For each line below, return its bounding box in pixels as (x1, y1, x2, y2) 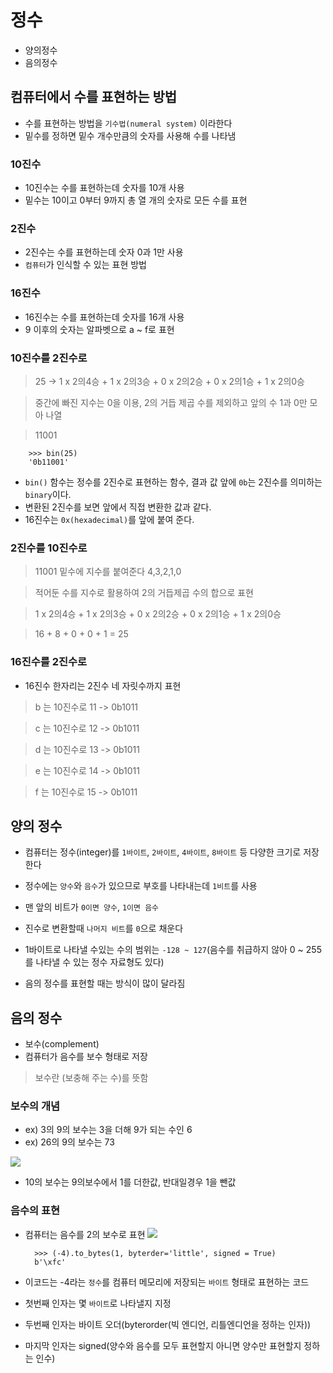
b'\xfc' (34, 1257, 67, 1267)
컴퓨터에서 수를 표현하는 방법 (10, 89, 178, 106)
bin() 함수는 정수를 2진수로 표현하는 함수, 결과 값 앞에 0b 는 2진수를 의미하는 (24, 476, 323, 488)
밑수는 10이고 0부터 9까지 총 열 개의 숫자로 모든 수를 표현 (24, 194, 248, 206)
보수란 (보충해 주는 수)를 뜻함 (34, 1072, 149, 1084)
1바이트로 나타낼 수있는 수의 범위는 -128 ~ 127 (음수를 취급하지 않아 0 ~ (24, 944, 304, 956)
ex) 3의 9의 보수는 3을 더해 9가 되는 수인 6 (24, 1124, 193, 1136)
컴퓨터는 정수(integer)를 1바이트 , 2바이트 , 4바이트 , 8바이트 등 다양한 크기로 (24, 846, 302, 858)
